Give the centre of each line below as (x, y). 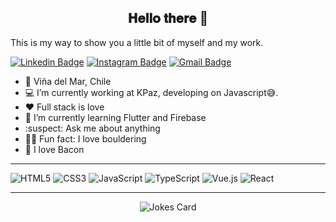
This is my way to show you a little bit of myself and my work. (137, 42)
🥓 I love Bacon (54, 149)
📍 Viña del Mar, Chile (68, 81)
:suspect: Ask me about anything (92, 128)
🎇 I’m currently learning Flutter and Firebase (115, 117)
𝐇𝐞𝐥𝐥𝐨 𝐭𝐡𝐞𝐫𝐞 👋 (168, 18)
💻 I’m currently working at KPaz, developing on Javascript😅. (151, 92)
